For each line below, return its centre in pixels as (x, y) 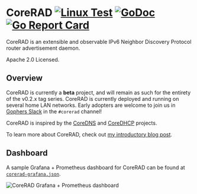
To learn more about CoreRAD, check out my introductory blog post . (89, 134)
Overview (25, 78)
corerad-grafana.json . (33, 174)
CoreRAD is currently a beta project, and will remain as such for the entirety (98, 93)
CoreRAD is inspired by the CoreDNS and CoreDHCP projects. (82, 123)
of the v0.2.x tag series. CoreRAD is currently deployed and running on (93, 98)
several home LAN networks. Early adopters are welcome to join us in (91, 105)
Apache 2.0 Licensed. (33, 59)
